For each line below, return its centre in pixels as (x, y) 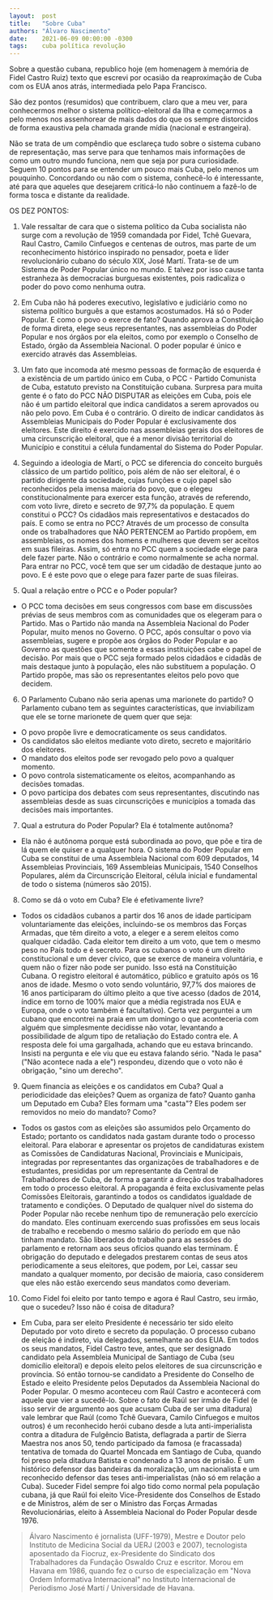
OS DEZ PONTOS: (39, 211)
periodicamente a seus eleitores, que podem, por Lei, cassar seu (129, 1265)
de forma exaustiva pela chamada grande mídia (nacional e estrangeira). (130, 128)
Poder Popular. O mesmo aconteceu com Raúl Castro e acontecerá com (141, 1392)
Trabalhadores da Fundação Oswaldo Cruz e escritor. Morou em (136, 1562)
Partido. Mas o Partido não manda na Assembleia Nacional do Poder (135, 624)
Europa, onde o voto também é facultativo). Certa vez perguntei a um (136, 1010)
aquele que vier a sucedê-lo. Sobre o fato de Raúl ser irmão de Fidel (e (139, 1400)
